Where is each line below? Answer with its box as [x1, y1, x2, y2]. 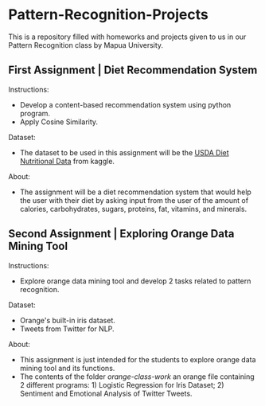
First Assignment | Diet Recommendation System [8, 64, 258, 77]
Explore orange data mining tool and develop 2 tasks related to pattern [19, 276, 251, 286]
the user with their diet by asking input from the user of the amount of [19, 195, 249, 205]
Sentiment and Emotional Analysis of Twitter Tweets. [19, 388, 193, 398]
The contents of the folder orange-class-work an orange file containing [19, 372, 255, 381]
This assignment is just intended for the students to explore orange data [19, 354, 256, 364]
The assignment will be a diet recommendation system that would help [19, 187, 252, 197]
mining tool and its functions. [19, 363, 115, 373]
